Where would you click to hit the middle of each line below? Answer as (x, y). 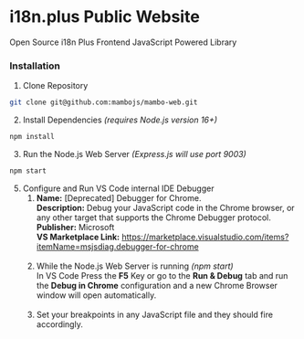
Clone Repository (55, 86)
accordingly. (60, 324)
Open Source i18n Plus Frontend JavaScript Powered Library (123, 42)
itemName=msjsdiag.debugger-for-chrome (117, 246)
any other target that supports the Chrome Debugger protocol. (154, 217)
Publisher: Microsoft (75, 227)
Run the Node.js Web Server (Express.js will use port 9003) (134, 154)
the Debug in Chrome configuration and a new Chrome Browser (157, 285)
